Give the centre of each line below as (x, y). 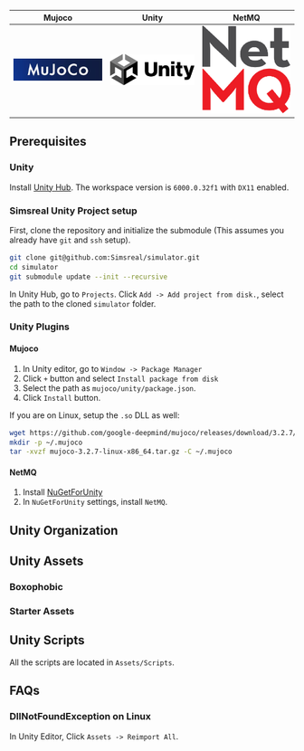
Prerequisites (48, 142)
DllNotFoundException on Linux (80, 717)
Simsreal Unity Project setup (73, 211)
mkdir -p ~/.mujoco (46, 442)
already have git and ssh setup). (70, 240)
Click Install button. (62, 397)
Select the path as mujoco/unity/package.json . (109, 388)
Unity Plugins (40, 327)
